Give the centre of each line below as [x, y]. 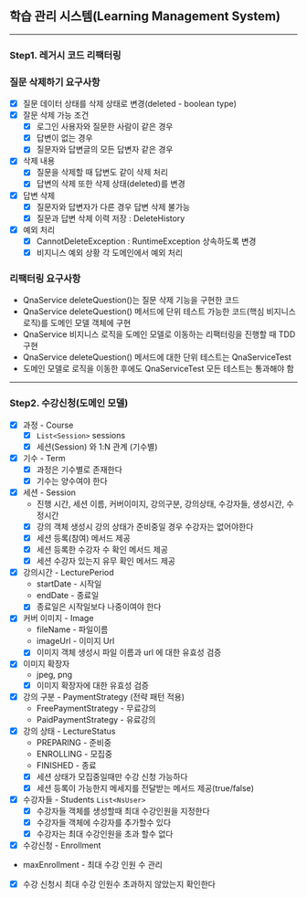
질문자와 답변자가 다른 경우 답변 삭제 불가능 [113, 206]
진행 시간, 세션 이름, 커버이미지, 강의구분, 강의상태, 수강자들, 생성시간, [160, 503]
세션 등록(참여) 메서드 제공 [83, 538]
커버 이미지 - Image [58, 618]
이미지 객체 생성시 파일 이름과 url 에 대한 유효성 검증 [129, 652]
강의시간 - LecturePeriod [68, 573]
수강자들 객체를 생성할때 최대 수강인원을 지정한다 [123, 810]
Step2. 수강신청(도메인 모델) [69, 403]
